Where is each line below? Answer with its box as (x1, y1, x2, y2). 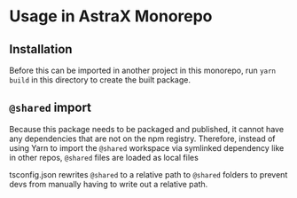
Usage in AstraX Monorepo (9, 6, 213, 27)
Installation (9, 42, 73, 57)
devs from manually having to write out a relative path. (9, 178, 208, 189)
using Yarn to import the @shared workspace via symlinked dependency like (9, 142, 285, 153)
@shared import (9, 100, 91, 115)
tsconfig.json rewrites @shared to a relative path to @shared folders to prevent (9, 169, 288, 179)
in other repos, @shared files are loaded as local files (9, 152, 199, 162)
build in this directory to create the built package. (9, 75, 191, 85)
